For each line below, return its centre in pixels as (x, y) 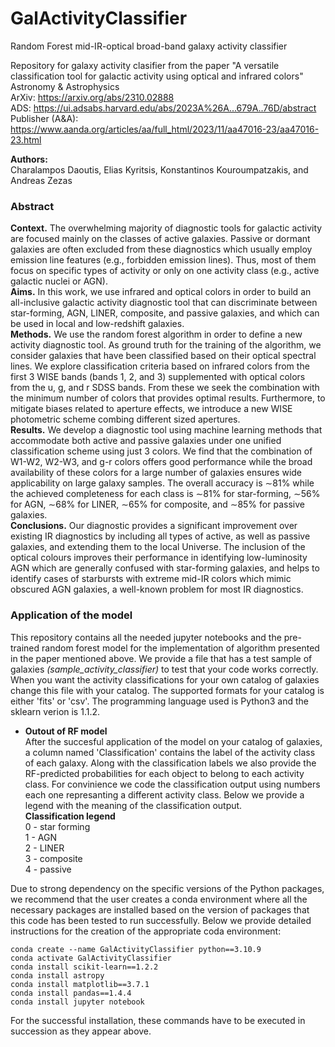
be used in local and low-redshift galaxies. (97, 324)
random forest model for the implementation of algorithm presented (180, 648)
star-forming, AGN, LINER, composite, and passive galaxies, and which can (165, 313)
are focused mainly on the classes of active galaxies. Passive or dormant (160, 239)
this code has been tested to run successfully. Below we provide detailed (161, 920)
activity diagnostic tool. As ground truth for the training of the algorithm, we (166, 345)
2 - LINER (44, 848)
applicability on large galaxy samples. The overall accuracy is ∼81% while (162, 483)
